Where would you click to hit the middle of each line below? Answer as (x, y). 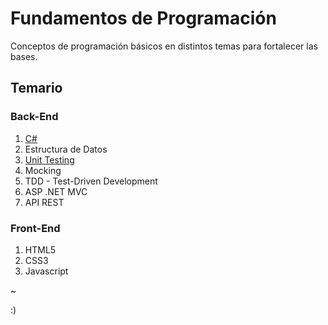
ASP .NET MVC (56, 191)
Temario (36, 88)
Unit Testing (49, 159)
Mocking (43, 170)
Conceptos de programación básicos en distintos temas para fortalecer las (164, 46)
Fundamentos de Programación (143, 18)
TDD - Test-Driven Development (91, 181)
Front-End (35, 228)
